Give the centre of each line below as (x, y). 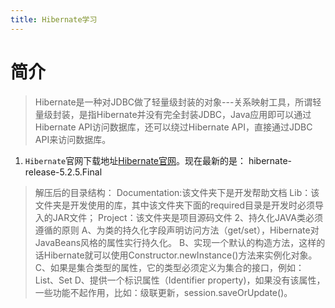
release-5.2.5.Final (63, 172)
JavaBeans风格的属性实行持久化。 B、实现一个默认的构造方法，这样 (175, 242)
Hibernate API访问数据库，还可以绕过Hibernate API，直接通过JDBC (173, 127)
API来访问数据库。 (73, 139)
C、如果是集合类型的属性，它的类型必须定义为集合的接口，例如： (169, 267)
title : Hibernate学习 (54, 19)
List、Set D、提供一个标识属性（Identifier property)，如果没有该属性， (180, 280)
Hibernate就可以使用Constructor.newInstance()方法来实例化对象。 (180, 255)
